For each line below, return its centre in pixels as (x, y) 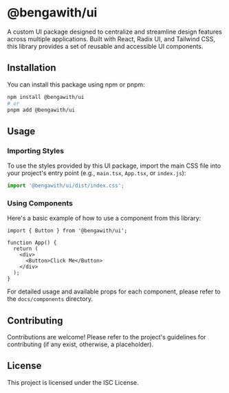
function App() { (32, 243)
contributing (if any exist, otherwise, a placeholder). (80, 344)
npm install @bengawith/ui (46, 97)
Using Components (40, 203)
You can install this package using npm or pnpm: (76, 85)
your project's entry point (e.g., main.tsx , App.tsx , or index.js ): (97, 173)
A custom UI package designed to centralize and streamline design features (115, 32)
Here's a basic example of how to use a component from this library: (104, 218)
